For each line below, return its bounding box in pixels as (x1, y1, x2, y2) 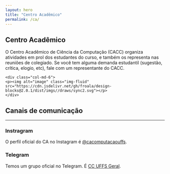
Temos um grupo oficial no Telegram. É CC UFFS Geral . (5, 163, 121, 169)
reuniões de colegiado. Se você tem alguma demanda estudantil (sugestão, (5, 60, 163, 66)
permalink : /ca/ (5, 17, 39, 22)
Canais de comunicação (5, 106, 83, 115)
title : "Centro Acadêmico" (5, 12, 62, 17)
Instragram (5, 127, 33, 134)
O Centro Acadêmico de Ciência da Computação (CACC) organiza (5, 49, 143, 55)
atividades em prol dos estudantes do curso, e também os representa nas (5, 54, 159, 61)
